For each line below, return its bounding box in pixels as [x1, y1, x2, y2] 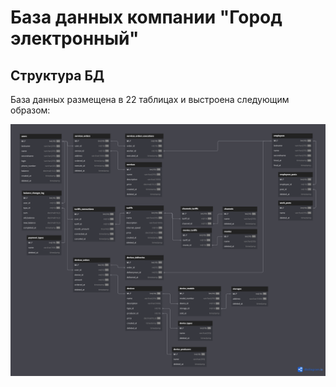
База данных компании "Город [10, 6, 283, 29]
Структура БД [10, 67, 105, 84]
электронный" [10, 27, 140, 50]
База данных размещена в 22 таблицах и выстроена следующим [10, 94, 290, 105]
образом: [10, 104, 51, 116]
